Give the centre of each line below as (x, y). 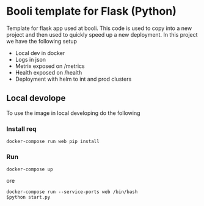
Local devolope (36, 98)
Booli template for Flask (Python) (92, 11)
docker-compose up (30, 169)
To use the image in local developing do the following (73, 113)
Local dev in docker (40, 53)
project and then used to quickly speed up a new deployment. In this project (102, 34)
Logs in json (31, 59)
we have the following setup (42, 41)
